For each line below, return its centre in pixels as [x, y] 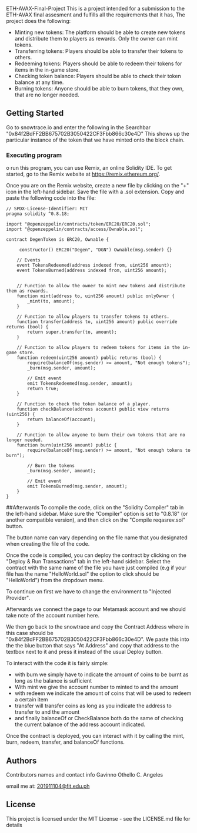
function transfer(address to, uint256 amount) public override [97, 322]
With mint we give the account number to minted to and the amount [96, 687]
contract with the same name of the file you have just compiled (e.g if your [96, 568]
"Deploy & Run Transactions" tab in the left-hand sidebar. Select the [88, 562]
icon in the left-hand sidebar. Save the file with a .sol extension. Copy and [95, 192]
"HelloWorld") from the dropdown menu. [55, 580]
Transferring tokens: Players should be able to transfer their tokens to [99, 51]
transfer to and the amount [47, 712]
